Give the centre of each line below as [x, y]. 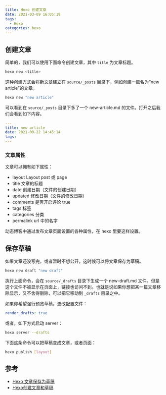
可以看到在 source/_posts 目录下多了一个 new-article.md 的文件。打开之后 [81, 108]
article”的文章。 [21, 88]
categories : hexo [23, 28]
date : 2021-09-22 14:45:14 [33, 132]
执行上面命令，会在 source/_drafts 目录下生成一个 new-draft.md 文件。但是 [82, 281]
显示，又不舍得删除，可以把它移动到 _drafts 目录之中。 [66, 293]
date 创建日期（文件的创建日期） [45, 190]
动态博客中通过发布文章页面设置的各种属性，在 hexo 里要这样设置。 [74, 231]
